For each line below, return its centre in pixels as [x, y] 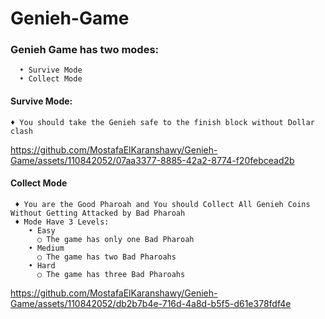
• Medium [46, 248]
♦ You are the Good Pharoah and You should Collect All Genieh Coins [162, 204]
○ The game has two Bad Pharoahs [106, 257]
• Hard [42, 265]
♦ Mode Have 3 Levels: [62, 222]
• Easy [42, 230]
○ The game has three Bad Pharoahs [111, 274]
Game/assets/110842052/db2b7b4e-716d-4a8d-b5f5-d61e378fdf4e [151, 303]
